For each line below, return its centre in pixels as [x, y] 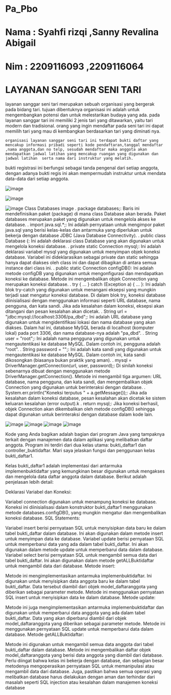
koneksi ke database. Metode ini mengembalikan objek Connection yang [82, 279]
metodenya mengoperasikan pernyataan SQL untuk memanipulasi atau [80, 666]
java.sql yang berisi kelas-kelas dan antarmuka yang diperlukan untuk [79, 230]
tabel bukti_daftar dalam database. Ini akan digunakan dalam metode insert [84, 533]
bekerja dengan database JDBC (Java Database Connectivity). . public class [86, 235]
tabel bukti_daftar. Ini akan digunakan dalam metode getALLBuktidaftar [80, 560]
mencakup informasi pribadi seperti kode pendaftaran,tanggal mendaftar [84, 145]
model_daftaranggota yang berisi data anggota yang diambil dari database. [84, 655]
